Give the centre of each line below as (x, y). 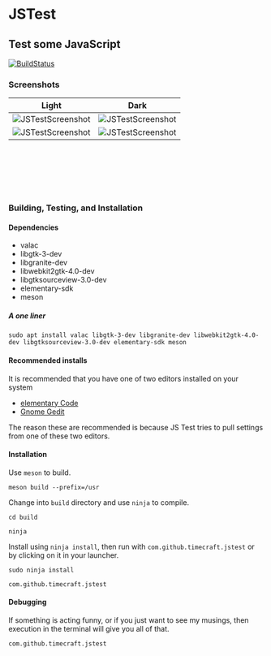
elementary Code (49, 403)
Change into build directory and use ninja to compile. (99, 502)
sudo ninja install (41, 570)
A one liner (27, 316)
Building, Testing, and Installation (76, 208)
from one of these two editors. (59, 436)
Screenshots (34, 84)
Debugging (28, 602)
